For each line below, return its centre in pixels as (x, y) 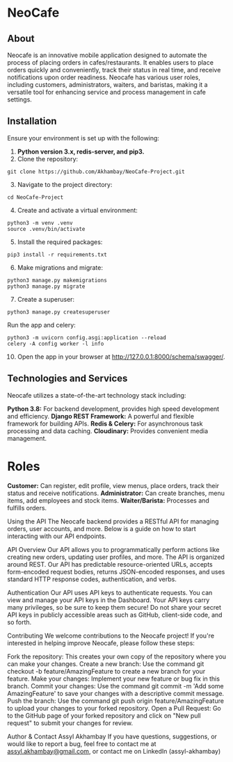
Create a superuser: (46, 299)
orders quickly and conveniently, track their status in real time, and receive (114, 70)
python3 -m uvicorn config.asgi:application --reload (87, 338)
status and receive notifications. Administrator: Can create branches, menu (116, 493)
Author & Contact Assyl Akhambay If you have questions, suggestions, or (112, 736)
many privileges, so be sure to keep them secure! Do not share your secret (114, 607)
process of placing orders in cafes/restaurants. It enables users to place (111, 63)
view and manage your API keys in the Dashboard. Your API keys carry (109, 600)
